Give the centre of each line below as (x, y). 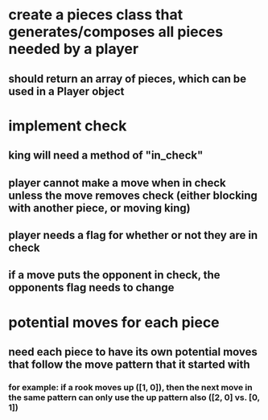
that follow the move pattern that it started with (130, 364)
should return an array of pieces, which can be (128, 78)
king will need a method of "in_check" (106, 156)
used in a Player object (66, 91)
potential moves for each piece (114, 322)
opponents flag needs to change (91, 288)
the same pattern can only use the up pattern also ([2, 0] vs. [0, (134, 397)
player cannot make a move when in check (118, 183)
